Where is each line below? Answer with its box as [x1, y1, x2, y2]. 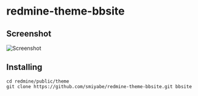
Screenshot [6, 29, 52, 39]
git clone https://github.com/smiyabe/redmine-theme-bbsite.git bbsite [6, 83, 192, 89]
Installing [6, 62, 43, 72]
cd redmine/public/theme [6, 78, 69, 84]
